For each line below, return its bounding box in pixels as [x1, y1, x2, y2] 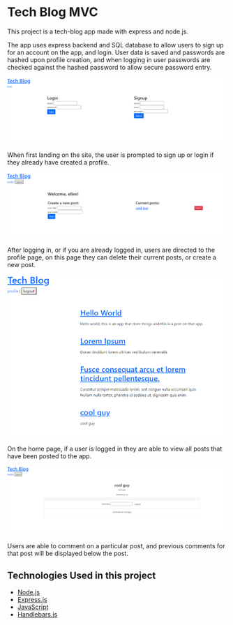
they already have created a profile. [7, 158, 110, 166]
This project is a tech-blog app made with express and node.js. [7, 27, 189, 36]
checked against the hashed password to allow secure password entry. [7, 63, 212, 71]
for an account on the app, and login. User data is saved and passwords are [7, 48, 225, 57]
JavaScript [17, 603, 49, 611]
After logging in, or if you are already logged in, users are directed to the [7, 246, 215, 255]
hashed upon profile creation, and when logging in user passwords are [7, 55, 211, 63]
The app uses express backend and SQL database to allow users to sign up [7, 40, 225, 49]
